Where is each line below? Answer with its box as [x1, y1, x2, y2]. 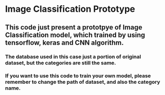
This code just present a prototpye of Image [5, 23, 142, 32]
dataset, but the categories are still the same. [5, 59, 116, 66]
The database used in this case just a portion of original [5, 53, 141, 60]
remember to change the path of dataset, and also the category [5, 79, 161, 86]
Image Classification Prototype [5, 3, 135, 15]
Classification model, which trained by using [5, 31, 145, 39]
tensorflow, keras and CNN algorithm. [5, 38, 124, 47]
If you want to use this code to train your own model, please [5, 72, 151, 79]
